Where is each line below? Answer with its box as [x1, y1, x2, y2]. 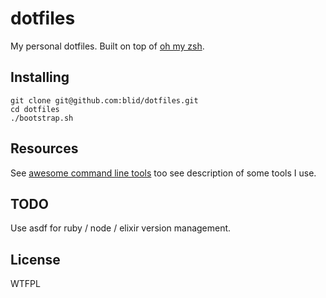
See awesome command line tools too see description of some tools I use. [10, 167, 317, 179]
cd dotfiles [10, 104, 60, 114]
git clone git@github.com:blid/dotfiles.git [10, 95, 199, 106]
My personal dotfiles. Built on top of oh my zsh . [10, 40, 205, 52]
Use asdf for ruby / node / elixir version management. [10, 222, 232, 234]
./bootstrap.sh [10, 113, 74, 123]
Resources [10, 140, 79, 157]
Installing [10, 69, 70, 86]
